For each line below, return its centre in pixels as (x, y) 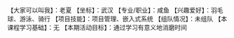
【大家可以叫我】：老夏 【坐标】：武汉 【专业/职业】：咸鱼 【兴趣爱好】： (109, 10)
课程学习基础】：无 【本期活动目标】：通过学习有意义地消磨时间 (97, 27)
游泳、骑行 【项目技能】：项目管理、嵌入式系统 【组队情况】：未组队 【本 (123, 19)
